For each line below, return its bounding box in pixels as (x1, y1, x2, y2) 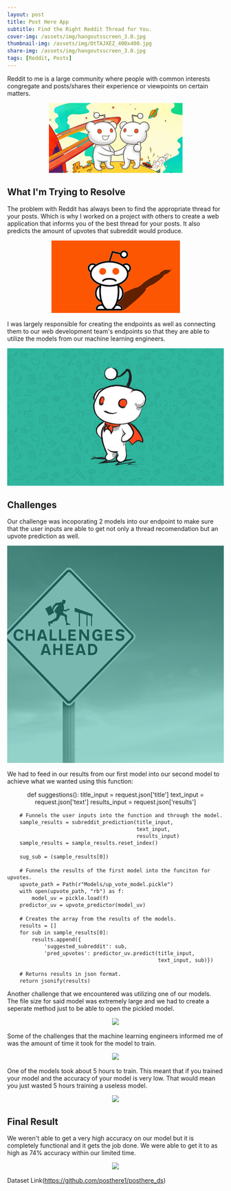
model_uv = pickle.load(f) (32, 895, 109, 902)
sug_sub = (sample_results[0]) (19, 854, 109, 861)
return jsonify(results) (19, 978, 91, 985)
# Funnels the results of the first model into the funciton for (19, 868, 211, 874)
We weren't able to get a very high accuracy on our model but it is (7, 1134, 195, 1143)
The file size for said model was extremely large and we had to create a (7, 997, 210, 1005)
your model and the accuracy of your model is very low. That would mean (7, 1074, 216, 1083)
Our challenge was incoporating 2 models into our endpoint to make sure (7, 517, 214, 526)
